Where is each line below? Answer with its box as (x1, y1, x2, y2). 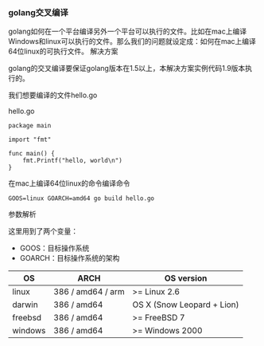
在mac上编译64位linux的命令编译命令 (8, 179, 130, 188)
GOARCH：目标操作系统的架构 (19, 254, 120, 263)
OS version (164, 273, 208, 284)
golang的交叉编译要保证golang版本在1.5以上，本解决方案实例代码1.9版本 (8, 64, 246, 73)
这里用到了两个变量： (8, 226, 78, 236)
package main (8, 122, 52, 130)
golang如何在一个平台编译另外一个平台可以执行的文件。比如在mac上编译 (8, 26, 247, 37)
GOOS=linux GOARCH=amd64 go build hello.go (8, 195, 155, 202)
